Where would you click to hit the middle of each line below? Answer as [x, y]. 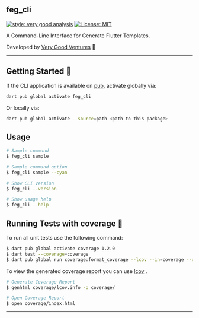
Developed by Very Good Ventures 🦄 [51, 47]
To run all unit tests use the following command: [65, 238]
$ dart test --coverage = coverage [47, 254]
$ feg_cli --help [28, 205]
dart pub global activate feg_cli [49, 96]
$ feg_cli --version [32, 189]
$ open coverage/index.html [41, 304]
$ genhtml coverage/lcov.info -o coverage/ [61, 287]
